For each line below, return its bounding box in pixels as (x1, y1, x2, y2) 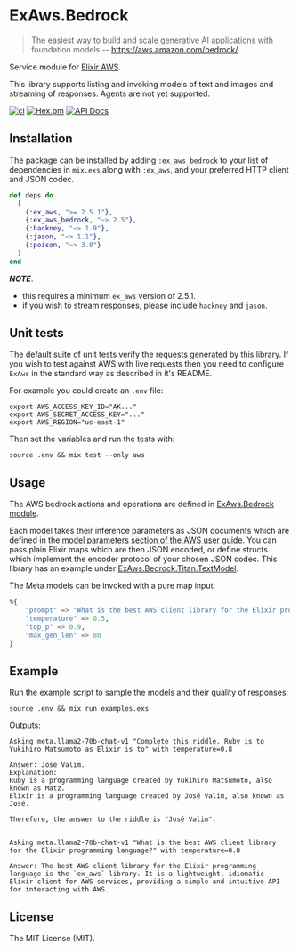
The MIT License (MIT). (9, 933, 95, 944)
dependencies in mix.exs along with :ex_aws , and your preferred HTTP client (9, 164, 289, 174)
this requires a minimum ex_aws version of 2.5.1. (21, 290, 196, 301)
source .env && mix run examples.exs (9, 705, 149, 713)
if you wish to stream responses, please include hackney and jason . (21, 300, 269, 310)
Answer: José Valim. (9, 761, 86, 770)
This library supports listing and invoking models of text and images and (9, 78, 274, 89)
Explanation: (9, 769, 58, 778)
